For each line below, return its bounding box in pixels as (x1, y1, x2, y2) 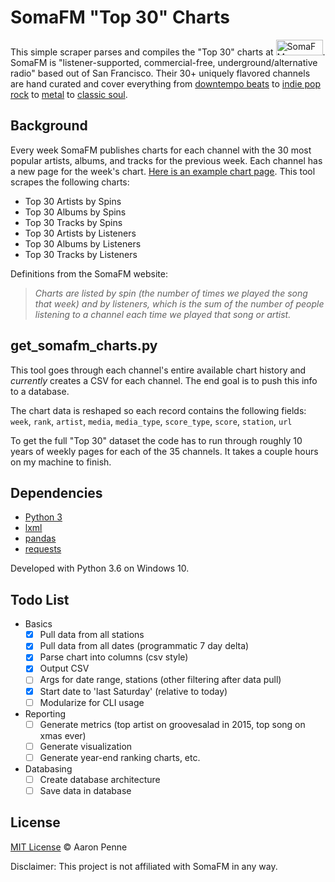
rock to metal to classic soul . (10, 88, 128, 100)
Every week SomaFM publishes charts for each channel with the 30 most (10, 144, 312, 156)
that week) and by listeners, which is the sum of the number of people (34, 297, 325, 310)
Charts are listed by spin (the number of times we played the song (34, 287, 308, 299)
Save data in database (39, 784, 132, 796)
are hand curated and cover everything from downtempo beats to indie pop (10, 77, 322, 90)
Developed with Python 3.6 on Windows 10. (10, 562, 190, 575)
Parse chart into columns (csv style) (39, 651, 189, 663)
